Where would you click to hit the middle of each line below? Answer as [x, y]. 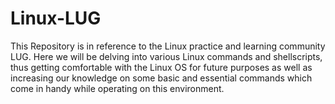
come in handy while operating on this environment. [117, 88]
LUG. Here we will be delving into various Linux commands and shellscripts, [166, 56]
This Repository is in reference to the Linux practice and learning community [168, 46]
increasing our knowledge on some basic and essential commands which [161, 78]
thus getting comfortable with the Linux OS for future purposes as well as [161, 67]
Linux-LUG [56, 18]
